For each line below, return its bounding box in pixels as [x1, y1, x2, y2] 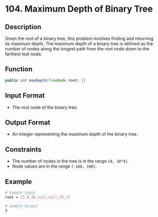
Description [5, 23, 41, 31]
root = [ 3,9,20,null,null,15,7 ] [5, 195, 70, 200]
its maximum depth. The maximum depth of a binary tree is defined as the [5, 41, 153, 47]
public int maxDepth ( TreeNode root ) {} [5, 78, 86, 83]
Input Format [5, 91, 45, 100]
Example [5, 177, 32, 185]
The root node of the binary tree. [12, 104, 78, 110]
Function [5, 65, 33, 73]
